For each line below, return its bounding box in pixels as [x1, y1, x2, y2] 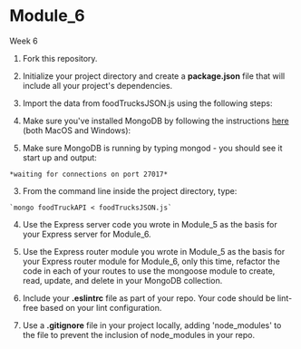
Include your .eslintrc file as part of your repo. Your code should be [22, 292, 276, 304]
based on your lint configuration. [40, 302, 162, 313]
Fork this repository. [22, 53, 98, 63]
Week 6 [9, 35, 38, 46]
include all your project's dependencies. [22, 80, 173, 91]
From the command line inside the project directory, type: [22, 185, 238, 196]
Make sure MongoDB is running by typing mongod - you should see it [22, 142, 283, 153]
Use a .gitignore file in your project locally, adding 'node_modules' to [22, 319, 282, 331]
